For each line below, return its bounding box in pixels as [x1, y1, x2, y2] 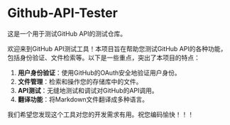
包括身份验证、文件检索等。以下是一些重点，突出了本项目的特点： [7, 53, 200, 62]
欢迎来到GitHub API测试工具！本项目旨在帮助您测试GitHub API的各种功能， [7, 44, 227, 53]
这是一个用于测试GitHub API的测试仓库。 [7, 29, 126, 38]
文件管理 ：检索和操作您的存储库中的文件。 [17, 77, 143, 86]
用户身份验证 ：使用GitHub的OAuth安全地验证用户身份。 [17, 68, 181, 77]
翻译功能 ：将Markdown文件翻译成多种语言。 [17, 94, 149, 104]
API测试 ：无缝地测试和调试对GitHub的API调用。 [17, 86, 158, 94]
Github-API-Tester [7, 5, 119, 21]
